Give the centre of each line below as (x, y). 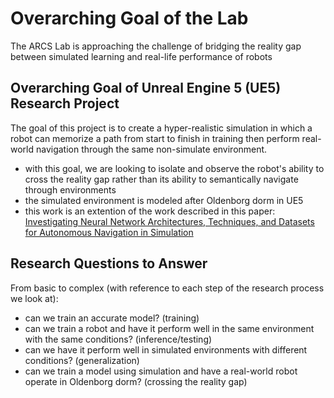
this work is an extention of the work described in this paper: (150, 211)
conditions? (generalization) (82, 360)
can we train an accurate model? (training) (112, 318)
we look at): (34, 298)
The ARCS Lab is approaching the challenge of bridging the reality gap (156, 46)
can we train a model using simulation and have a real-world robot (161, 371)
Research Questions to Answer (109, 263)
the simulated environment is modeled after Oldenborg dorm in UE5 (164, 200)
